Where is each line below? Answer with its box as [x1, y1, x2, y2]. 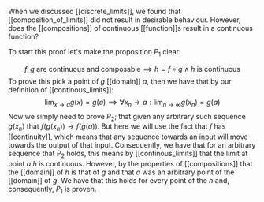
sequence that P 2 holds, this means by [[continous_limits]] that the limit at [8, 149, 248, 160]
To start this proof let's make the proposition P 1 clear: [8, 47, 181, 58]
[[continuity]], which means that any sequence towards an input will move [8, 132, 248, 141]
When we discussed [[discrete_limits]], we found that [8, 7, 181, 16]
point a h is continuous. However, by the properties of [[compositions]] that [8, 159, 253, 168]
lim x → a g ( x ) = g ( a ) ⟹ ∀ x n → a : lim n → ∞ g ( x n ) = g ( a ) [44, 97, 221, 109]
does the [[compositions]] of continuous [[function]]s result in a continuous [8, 24, 254, 32]
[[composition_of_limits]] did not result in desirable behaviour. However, [8, 15, 241, 24]
